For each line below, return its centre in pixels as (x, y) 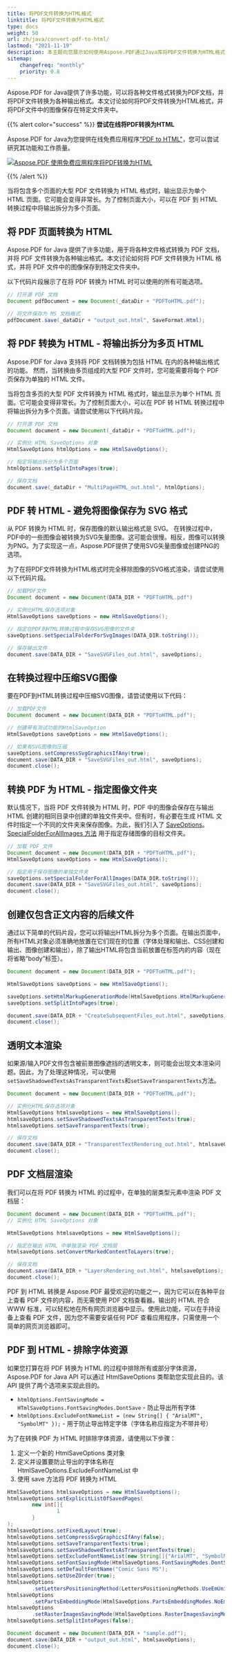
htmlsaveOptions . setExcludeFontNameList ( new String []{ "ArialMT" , (103, 1556)
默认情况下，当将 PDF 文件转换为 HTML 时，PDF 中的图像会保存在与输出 (110, 807)
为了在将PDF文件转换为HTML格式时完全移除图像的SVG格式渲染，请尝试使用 (116, 570)
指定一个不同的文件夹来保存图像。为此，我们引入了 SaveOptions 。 (114, 825)
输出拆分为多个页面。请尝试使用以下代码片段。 (79, 411)
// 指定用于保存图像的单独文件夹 (48, 872)
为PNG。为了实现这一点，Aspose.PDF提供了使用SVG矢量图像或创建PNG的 (113, 546)
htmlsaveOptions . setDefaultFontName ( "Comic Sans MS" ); (88, 1569)
